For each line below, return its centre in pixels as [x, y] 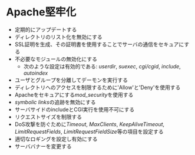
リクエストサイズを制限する [48, 117]
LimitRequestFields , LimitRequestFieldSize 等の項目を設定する [89, 131]
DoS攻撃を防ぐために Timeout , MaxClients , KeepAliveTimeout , [90, 124]
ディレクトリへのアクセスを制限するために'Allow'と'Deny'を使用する [97, 87]
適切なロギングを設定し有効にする [56, 138]
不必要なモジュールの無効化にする [56, 59]
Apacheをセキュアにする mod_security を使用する [74, 94]
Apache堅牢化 [41, 12]
